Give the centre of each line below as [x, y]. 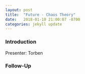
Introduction [21, 42]
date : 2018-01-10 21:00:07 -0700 [43, 19]
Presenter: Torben [24, 53]
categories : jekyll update [34, 24]
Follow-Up [18, 66]
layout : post [19, 10]
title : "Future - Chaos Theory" [40, 15]
